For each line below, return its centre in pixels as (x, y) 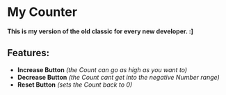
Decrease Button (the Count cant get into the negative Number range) (119, 77)
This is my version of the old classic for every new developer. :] (100, 31)
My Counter (42, 12)
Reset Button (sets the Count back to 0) (75, 85)
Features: (29, 53)
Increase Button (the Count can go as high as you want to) (102, 69)
